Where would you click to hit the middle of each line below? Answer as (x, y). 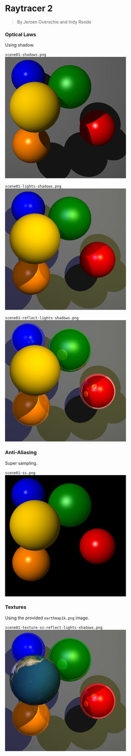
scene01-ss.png (20, 473)
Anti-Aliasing (21, 453)
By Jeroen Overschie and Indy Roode (54, 22)
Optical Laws (21, 34)
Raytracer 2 (29, 8)
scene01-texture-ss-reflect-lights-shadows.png (54, 627)
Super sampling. (21, 463)
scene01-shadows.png (26, 55)
